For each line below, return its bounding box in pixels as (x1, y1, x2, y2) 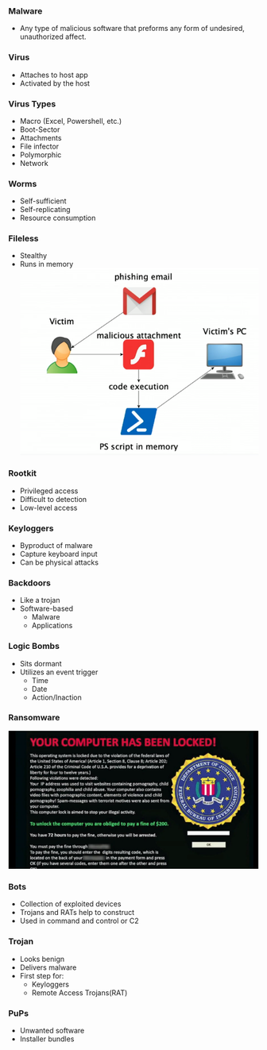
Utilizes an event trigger (19, 667, 99, 677)
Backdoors (8, 577, 52, 589)
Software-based (19, 604, 74, 613)
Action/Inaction (31, 693, 82, 702)
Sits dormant (19, 658, 62, 668)
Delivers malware (19, 963, 77, 972)
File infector (19, 141, 60, 151)
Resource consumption (19, 213, 96, 223)
